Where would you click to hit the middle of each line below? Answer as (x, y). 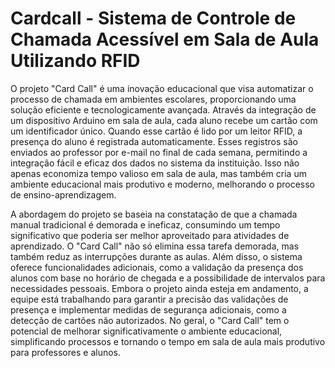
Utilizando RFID (75, 61)
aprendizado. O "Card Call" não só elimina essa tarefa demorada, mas (155, 246)
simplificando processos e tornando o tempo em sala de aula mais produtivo (168, 341)
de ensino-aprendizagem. (63, 194)
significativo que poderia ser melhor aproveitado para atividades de (150, 235)
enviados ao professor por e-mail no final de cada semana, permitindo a (159, 152)
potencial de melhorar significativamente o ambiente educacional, (146, 331)
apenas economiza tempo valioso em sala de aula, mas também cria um (158, 173)
